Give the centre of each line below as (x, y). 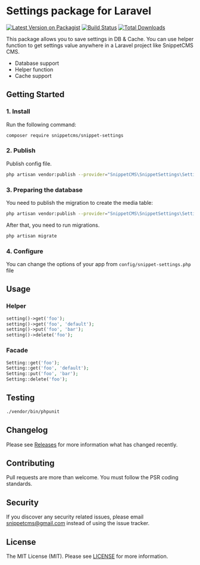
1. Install (18, 111)
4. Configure (25, 251)
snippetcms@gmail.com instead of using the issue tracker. (78, 523)
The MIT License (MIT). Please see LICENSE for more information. (87, 556)
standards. (19, 484)
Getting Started (35, 94)
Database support (37, 63)
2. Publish (21, 151)
